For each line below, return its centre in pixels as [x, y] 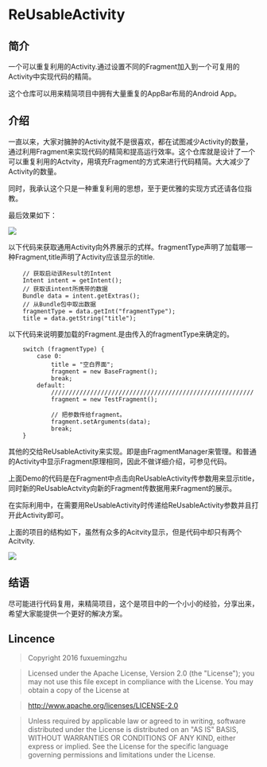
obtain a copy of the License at [78, 691]
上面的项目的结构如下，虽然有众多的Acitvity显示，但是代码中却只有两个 [125, 531]
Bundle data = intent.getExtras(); [81, 296]
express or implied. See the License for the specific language [128, 746]
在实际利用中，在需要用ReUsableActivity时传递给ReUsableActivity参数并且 [130, 505]
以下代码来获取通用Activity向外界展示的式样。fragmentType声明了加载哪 [127, 247]
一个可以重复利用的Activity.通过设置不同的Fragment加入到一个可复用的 [124, 66]
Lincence [32, 639]
